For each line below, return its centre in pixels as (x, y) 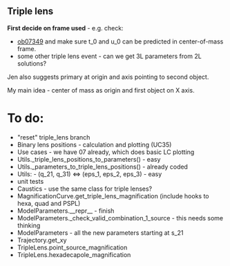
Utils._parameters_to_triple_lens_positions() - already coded (103, 167)
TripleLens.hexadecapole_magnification (74, 254)
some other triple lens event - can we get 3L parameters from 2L (109, 56)
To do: (26, 118)
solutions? (32, 63)
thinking (29, 225)
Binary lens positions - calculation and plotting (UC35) (94, 144)
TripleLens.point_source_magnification (72, 247)
